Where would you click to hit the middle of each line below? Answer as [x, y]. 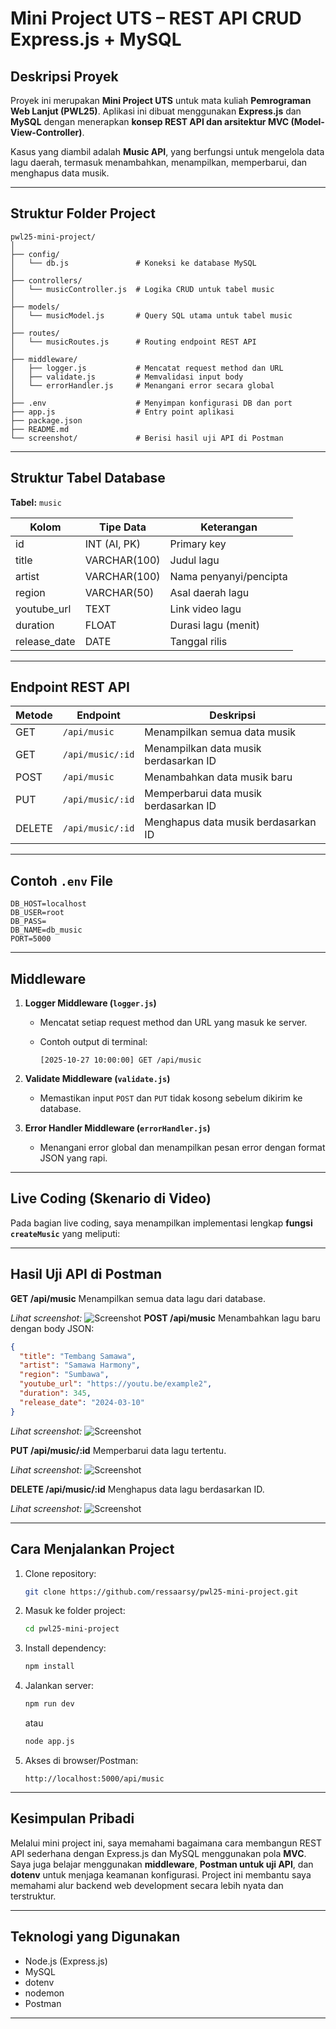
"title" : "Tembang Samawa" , [78, 1356]
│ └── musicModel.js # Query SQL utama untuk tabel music [151, 315]
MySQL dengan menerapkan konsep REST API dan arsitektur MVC [150, 121]
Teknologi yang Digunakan [95, 1937]
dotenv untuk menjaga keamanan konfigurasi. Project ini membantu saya [161, 1874]
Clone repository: [60, 1573]
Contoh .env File [62, 880]
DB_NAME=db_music [46, 930]
